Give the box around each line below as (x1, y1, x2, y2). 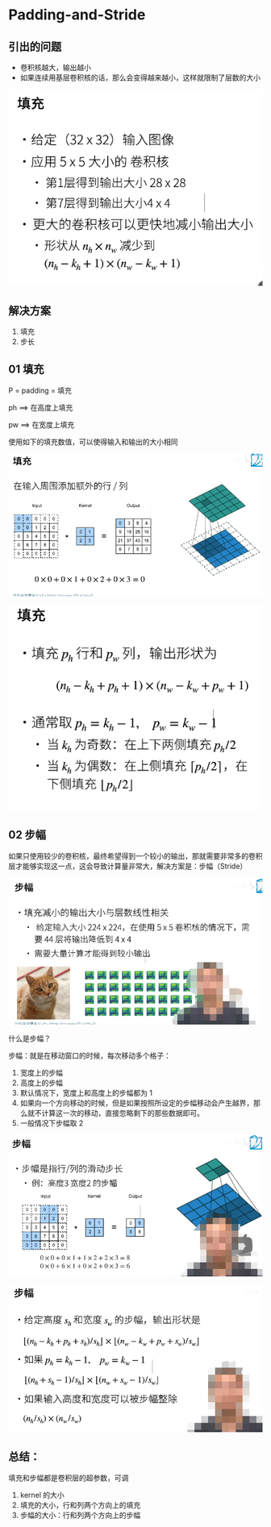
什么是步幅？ (8, 1034, 51, 1043)
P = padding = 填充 (8, 385, 73, 395)
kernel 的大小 (19, 1490, 65, 1500)
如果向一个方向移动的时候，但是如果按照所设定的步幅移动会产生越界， (19, 1098, 254, 1108)
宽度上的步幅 (19, 1068, 63, 1078)
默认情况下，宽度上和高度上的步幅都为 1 (19, 1088, 153, 1098)
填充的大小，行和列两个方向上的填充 (19, 1500, 141, 1509)
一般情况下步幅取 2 (19, 1118, 84, 1128)
